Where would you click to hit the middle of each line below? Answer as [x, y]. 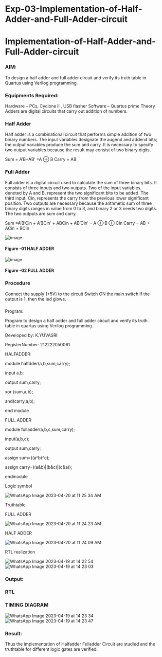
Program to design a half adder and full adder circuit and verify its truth [76, 320]
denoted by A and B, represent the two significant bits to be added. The [77, 193]
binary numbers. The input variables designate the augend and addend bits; [81, 140]
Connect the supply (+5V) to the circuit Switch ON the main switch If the [77, 294]
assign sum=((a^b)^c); [27, 458]
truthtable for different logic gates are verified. [52, 649]
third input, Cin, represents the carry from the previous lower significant [77, 198]
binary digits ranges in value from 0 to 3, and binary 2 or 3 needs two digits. [81, 208]
